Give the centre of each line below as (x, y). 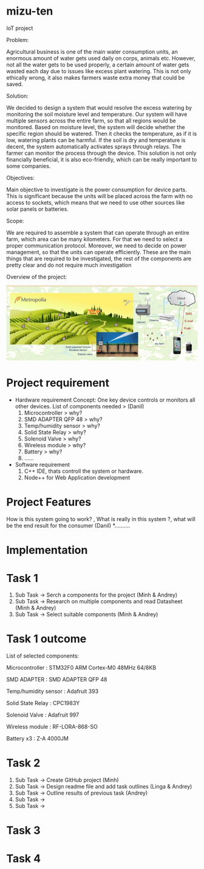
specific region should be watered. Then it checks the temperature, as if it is (102, 133)
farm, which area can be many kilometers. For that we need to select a (94, 239)
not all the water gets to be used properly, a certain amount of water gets (98, 65)
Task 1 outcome (46, 639)
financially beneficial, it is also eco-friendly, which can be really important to (102, 159)
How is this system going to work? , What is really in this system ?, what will (101, 519)
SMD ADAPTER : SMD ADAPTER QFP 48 (57, 679)
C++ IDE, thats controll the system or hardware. (84, 471)
